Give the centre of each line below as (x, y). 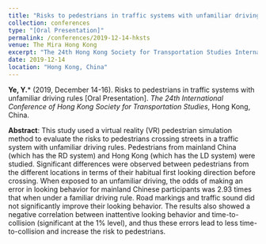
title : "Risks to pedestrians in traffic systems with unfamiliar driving (134, 15)
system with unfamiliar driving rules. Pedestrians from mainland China (122, 147)
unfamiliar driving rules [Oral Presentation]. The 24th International (116, 98)
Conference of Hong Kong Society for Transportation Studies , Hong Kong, (129, 106)
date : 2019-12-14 (37, 60)
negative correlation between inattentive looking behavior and (109, 214)
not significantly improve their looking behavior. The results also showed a (129, 206)
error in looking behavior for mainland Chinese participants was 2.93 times (130, 189)
